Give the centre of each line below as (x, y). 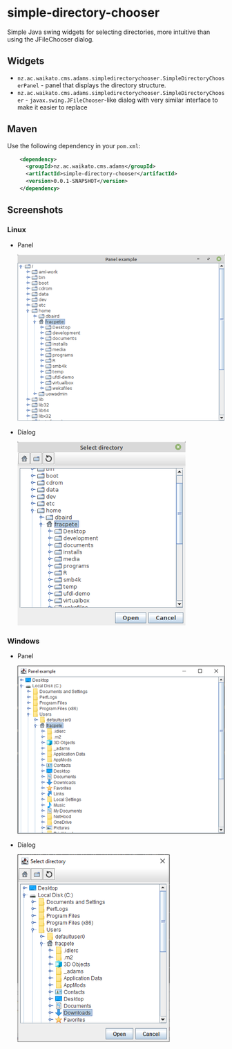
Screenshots (35, 210)
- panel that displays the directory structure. (103, 85)
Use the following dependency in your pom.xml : (74, 146)
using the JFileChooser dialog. (51, 39)
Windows (23, 641)
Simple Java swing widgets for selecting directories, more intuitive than (109, 32)
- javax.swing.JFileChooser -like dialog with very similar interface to (122, 100)
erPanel (28, 86)
